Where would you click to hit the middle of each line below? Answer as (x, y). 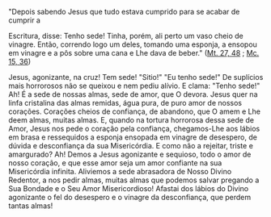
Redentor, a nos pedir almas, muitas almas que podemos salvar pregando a (134, 180)
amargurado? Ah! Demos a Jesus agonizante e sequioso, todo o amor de (130, 154)
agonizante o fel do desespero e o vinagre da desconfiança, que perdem (130, 197)
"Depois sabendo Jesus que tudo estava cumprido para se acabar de (124, 12)
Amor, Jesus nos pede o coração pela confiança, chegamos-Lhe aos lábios (134, 129)
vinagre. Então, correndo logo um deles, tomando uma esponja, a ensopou (133, 44)
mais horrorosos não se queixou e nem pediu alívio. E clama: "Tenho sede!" (134, 86)
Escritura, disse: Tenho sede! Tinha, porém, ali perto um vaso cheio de (126, 36)
